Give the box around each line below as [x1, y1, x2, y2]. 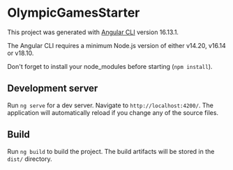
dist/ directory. [7, 155, 52, 163]
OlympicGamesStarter [7, 5, 140, 21]
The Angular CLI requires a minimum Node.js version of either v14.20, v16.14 [7, 41, 226, 49]
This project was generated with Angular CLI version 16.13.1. [7, 28, 179, 36]
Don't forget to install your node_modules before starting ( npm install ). [7, 62, 213, 70]
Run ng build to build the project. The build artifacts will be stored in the [7, 147, 215, 155]
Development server [7, 82, 98, 95]
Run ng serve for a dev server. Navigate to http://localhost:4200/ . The [7, 101, 214, 109]
